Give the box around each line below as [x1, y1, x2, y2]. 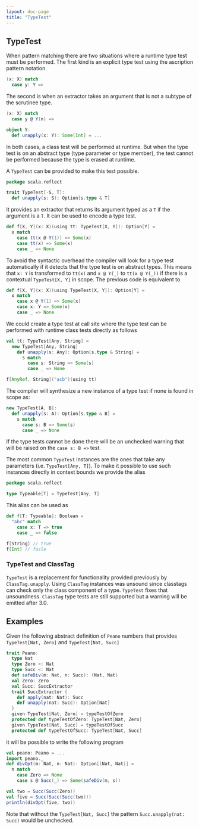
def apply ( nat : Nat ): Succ [17, 694, 84, 700]
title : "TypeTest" [6, 14, 52, 20]
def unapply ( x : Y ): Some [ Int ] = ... [11, 132, 102, 138]
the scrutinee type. [6, 99, 52, 106]
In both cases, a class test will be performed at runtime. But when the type [6, 143, 189, 150]
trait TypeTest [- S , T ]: [6, 190, 65, 195]
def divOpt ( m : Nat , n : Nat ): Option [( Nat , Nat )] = [6, 761, 134, 767]
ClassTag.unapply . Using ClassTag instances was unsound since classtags [6, 580, 187, 587]
